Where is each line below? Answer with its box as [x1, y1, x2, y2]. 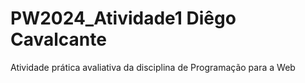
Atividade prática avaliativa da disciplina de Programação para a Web [10, 61, 296, 73]
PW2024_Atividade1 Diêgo [10, 7, 237, 30]
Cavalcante [10, 28, 107, 51]
